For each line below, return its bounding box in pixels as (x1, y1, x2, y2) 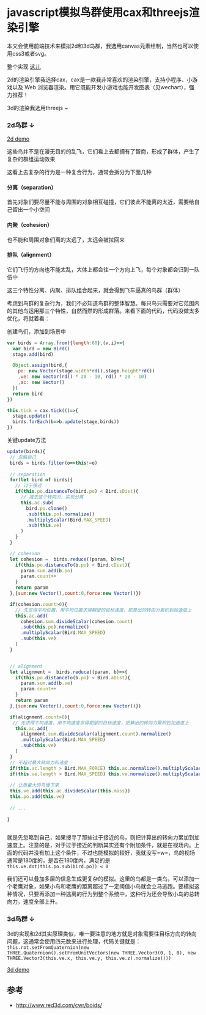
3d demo (7, 965, 30, 973)
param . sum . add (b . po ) (20, 567, 73, 574)
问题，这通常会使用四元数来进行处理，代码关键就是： (7, 937, 141, 945)
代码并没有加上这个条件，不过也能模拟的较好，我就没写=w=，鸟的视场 (17, 849, 195, 857)
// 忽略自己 (9, 454, 37, 460)
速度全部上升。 (23, 898, 61, 906)
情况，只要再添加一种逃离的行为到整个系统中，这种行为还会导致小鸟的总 (12, 890, 194, 898)
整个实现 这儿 (7, 62, 41, 70)
